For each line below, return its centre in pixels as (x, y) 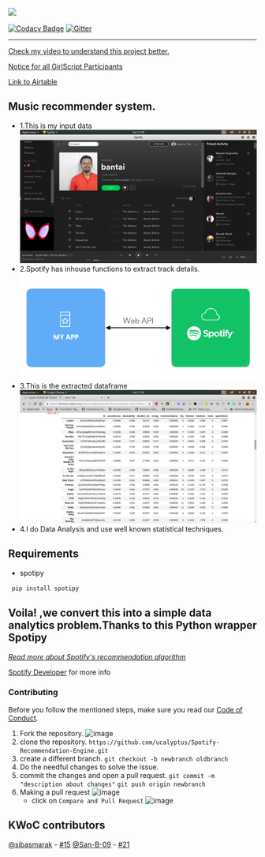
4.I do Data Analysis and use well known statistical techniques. (121, 529)
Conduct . (23, 718)
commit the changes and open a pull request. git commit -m (117, 775)
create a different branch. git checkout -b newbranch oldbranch (124, 758)
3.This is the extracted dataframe (73, 386)
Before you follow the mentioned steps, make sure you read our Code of (125, 709)
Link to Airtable (33, 82)
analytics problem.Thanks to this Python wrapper (132, 625)
